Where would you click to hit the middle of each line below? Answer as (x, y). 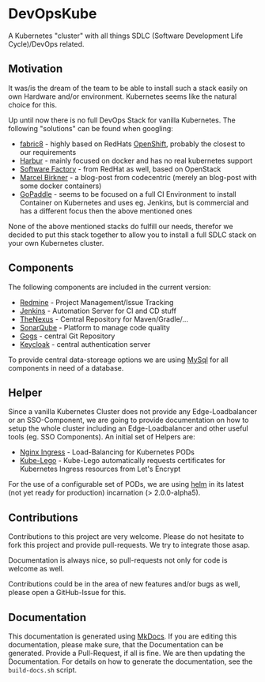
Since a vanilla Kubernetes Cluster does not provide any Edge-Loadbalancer (132, 412)
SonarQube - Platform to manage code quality (95, 327)
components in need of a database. (66, 367)
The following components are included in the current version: (110, 287)
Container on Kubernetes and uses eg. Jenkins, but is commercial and (134, 202)
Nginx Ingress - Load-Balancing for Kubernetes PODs (107, 452)
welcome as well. (36, 569)
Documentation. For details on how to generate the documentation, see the (131, 661)
